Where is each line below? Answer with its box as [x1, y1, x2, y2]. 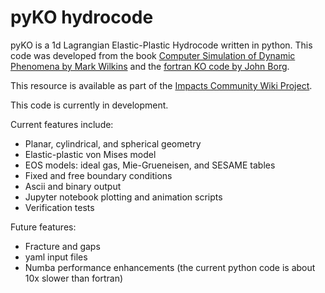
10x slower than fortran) [24, 272, 124, 284]
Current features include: [10, 118, 114, 130]
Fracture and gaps [24, 240, 101, 252]
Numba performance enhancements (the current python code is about [24, 261, 316, 273]
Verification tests [24, 201, 95, 213]
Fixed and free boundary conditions [24, 169, 173, 181]
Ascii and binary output [24, 180, 122, 192]
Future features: [10, 221, 77, 233]
